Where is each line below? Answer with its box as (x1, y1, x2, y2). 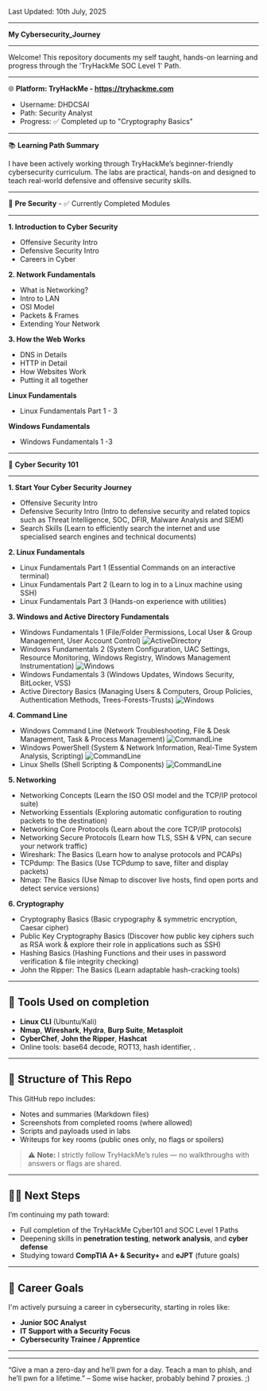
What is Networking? (19, 286, 89, 294)
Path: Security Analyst (19, 108, 93, 118)
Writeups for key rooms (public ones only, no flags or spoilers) (19, 1134, 224, 1144)
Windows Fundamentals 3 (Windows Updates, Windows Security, (19, 670, 234, 679)
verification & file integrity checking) (19, 957, 139, 966)
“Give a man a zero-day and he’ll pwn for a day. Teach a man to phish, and (8, 1365, 252, 1375)
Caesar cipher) (19, 923, 69, 932)
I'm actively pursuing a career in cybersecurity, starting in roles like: (8, 1303, 230, 1312)
